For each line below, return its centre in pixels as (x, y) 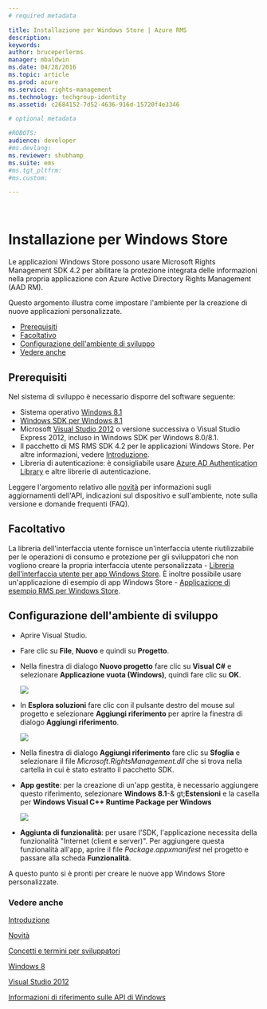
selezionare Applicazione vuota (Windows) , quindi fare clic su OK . (130, 674)
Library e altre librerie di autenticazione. (85, 471)
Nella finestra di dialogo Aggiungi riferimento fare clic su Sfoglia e (130, 753)
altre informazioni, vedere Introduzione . (84, 455)
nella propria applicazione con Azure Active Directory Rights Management (130, 279)
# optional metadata (43, 119)
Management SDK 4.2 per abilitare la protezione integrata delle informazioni (133, 270)
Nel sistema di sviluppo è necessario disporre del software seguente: (122, 397)
